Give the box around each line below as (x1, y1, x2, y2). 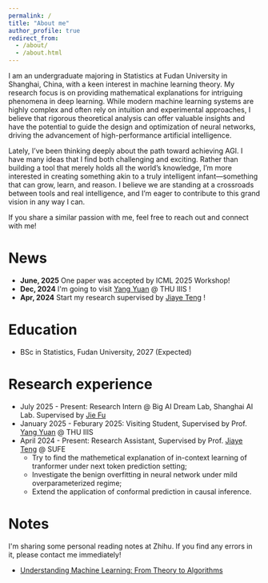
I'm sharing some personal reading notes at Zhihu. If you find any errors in (8, 541, 254, 551)
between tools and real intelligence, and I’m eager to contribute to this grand (8, 189, 261, 198)
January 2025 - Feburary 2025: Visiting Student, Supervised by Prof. (19, 418, 247, 428)
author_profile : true (8, 26, 81, 34)
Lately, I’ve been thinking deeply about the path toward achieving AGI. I (8, 146, 243, 155)
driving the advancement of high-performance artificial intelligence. (8, 131, 232, 140)
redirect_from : (8, 34, 59, 42)
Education (8, 321, 78, 339)
